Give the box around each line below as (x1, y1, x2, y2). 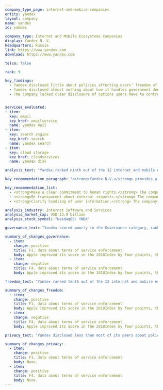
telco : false (5, 61, 32, 66)
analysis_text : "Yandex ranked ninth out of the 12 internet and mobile (5, 168, 155, 173)
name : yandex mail (9, 123, 47, 128)
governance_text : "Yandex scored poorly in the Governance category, (5, 225, 149, 231)
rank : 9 (5, 69, 21, 74)
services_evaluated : (5, 105, 47, 110)
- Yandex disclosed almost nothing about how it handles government (9, 87, 151, 92)
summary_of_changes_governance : (5, 234, 70, 239)
